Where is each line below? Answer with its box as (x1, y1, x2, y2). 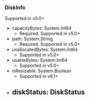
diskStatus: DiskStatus (11, 87, 85, 96)
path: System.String (11, 36, 53, 42)
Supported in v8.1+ (19, 73, 58, 79)
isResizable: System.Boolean (11, 68, 71, 74)
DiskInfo (4, 4, 25, 11)
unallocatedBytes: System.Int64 (11, 47, 78, 53)
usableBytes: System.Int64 (11, 57, 68, 63)
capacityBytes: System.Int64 (11, 25, 72, 31)
